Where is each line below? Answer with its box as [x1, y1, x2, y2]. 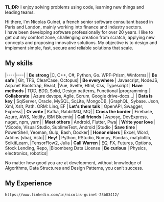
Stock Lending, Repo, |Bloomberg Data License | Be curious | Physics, [5, 145, 147, 151]
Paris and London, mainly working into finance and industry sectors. [5, 24, 143, 30]
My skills [5, 59, 33, 68]
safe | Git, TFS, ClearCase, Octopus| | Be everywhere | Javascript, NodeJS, [5, 77, 159, 83]
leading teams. [5, 9, 35, 15]
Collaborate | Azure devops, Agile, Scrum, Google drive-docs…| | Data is [5, 93, 153, 99]
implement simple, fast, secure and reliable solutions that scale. [5, 45, 134, 50]
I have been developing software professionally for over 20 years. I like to [5, 29, 153, 35]
